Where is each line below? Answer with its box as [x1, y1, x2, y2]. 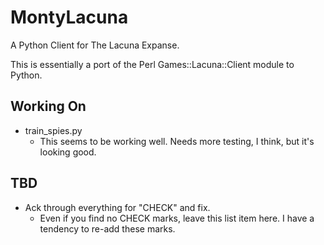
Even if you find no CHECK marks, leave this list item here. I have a [39, 212, 315, 224]
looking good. [39, 146, 97, 158]
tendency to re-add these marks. [39, 222, 176, 235]
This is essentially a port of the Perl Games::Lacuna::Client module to [10, 58, 295, 70]
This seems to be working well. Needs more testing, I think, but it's [39, 135, 315, 147]
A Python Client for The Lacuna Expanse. [10, 39, 180, 51]
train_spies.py [24, 124, 83, 136]
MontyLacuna [10, 6, 129, 29]
